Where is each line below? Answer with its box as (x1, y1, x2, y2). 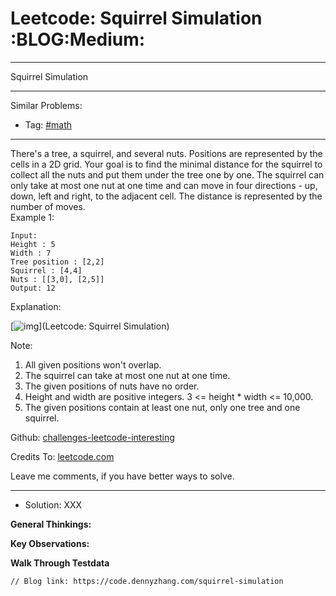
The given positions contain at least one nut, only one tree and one (24, 401, 301, 413)
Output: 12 (10, 283, 56, 293)
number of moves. (10, 200, 86, 212)
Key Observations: (10, 537, 90, 549)
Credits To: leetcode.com (10, 450, 115, 462)
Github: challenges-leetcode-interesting (10, 431, 175, 443)
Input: (10, 230, 38, 241)
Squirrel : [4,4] (10, 265, 83, 276)
